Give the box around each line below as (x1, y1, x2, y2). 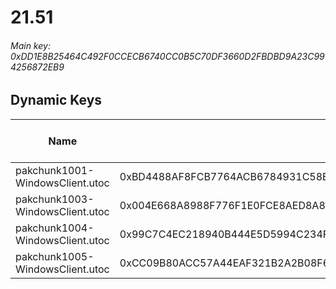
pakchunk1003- (15, 192, 95, 206)
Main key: (10, 39, 51, 51)
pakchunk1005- (15, 249, 95, 263)
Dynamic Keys (10, 92, 103, 109)
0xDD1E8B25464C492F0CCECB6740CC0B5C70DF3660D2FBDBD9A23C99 (10, 50, 325, 62)
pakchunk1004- (15, 221, 95, 235)
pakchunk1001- (15, 163, 95, 177)
